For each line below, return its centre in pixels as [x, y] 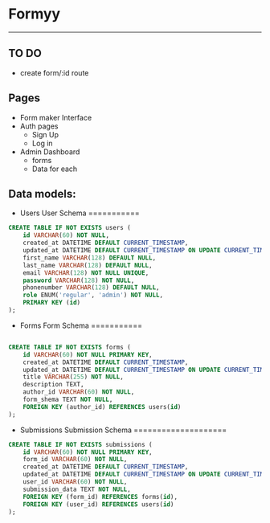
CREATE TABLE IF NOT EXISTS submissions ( [80, 444]
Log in [43, 143]
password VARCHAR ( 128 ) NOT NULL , [79, 280]
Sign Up [45, 134]
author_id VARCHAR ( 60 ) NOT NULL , [79, 392]
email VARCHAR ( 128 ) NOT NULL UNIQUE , [86, 273]
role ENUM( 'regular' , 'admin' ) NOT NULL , [93, 295]
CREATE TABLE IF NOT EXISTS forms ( [70, 347]
